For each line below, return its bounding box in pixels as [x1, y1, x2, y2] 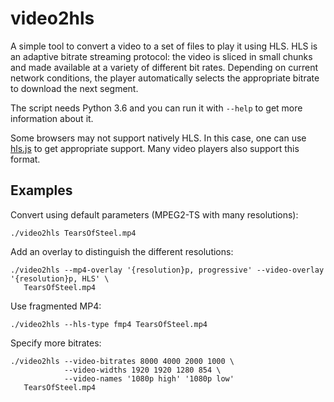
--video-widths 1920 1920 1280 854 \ [63, 365, 222, 375]
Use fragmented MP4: [10, 300, 102, 312]
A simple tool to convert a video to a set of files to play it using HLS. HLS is [10, 40, 318, 52]
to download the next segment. [10, 82, 139, 94]
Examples [10, 182, 73, 199]
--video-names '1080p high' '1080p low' [63, 373, 235, 384]
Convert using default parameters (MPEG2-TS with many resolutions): [10, 208, 299, 221]
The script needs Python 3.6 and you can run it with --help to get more [10, 102, 303, 114]
